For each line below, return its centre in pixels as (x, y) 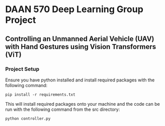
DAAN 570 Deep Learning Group (74, 9)
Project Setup (22, 69)
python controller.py (28, 118)
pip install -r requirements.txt (40, 95)
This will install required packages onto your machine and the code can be (82, 104)
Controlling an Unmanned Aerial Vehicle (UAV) (80, 39)
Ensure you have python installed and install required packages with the (80, 80)
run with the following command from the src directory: (63, 109)
